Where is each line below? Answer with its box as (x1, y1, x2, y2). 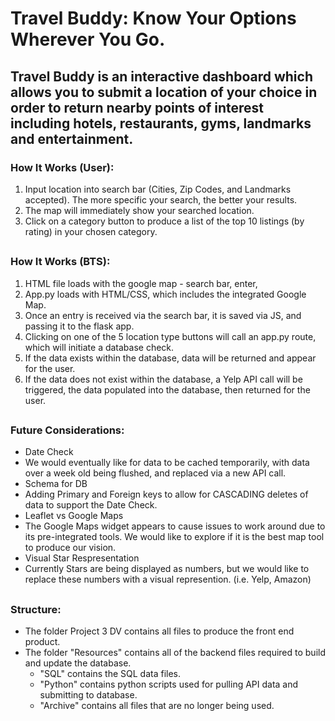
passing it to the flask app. (24, 320, 135, 332)
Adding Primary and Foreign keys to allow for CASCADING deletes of (24, 488, 309, 501)
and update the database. (24, 657, 132, 669)
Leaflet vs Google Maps (24, 510, 124, 522)
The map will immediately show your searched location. (24, 204, 255, 216)
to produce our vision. (24, 542, 117, 554)
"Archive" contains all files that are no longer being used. (39, 700, 275, 712)
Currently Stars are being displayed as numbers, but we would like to (24, 563, 310, 575)
